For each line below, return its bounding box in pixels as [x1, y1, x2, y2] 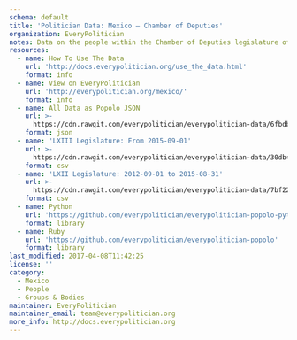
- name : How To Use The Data [17, 54, 125, 63]
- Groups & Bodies [17, 293, 86, 302]
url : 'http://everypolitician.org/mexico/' [25, 87, 188, 96]
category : [9, 268, 46, 277]
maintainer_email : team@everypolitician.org [9, 309, 176, 319]
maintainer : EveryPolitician [9, 301, 117, 310]
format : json [25, 128, 73, 137]
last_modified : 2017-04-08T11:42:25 [9, 251, 144, 261]
